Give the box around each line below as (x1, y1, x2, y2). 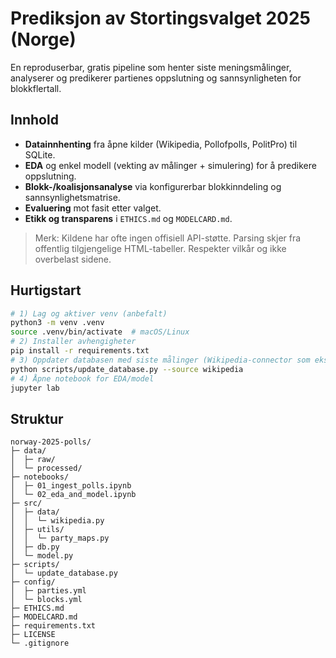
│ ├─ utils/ (10, 525, 65, 535)
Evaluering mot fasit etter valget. (24, 202, 162, 214)
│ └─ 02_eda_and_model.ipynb (10, 490, 137, 500)
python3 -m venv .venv (10, 318, 105, 328)
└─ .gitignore (10, 638, 70, 649)
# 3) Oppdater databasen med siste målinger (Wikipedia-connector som (10, 355, 311, 365)
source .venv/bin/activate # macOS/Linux (10, 327, 190, 337)
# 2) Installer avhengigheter (10, 337, 137, 347)
